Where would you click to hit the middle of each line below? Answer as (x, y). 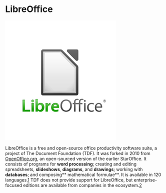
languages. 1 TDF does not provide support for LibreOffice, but (69, 180)
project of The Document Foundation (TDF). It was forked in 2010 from (78, 153)
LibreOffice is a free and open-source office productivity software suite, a (81, 148)
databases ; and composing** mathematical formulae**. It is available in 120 (83, 174)
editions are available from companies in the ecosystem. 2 (83, 185)
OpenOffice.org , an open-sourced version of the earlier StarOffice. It (76, 158)
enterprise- (145, 180)
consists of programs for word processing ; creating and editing (71, 164)
